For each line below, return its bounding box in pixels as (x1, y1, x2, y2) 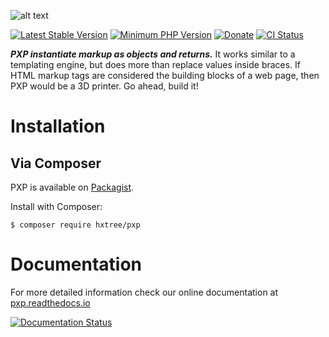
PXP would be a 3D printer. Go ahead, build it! (10, 80, 199, 92)
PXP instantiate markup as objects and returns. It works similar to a (10, 48, 296, 60)
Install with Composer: (10, 201, 103, 212)
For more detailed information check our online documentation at (10, 286, 279, 298)
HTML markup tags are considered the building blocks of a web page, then (10, 70, 320, 81)
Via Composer (10, 155, 102, 172)
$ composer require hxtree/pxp (10, 220, 141, 230)
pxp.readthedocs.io (10, 296, 91, 309)
